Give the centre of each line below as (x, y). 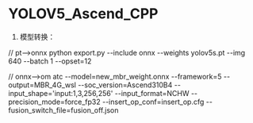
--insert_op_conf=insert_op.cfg (153, 102)
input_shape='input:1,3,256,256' (61, 93)
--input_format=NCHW (152, 93)
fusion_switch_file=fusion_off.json (63, 110)
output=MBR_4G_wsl (42, 85)
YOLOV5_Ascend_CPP (83, 14)
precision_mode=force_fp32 (54, 102)
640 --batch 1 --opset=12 (50, 61)
